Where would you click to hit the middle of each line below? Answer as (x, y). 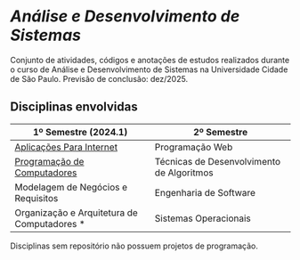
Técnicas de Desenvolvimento (218, 161)
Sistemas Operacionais (203, 218)
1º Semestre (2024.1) (80, 132)
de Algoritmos (184, 173)
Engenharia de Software (205, 192)
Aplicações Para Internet (66, 147)
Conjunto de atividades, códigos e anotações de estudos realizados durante (150, 60)
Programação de (49, 161)
